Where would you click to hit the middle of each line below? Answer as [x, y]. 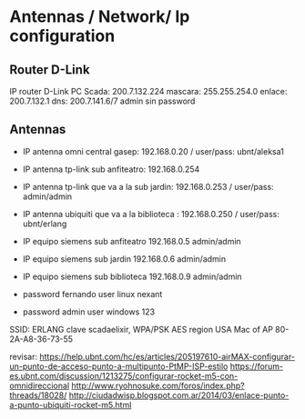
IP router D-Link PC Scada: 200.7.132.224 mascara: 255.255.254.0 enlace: [148, 91]
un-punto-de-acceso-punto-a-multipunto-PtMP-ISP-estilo [119, 366]
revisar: [24, 356]
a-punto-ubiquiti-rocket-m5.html [71, 404]
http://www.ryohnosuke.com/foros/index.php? [158, 385]
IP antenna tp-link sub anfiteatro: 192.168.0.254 [111, 169]
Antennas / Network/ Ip [100, 17]
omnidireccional [40, 385]
